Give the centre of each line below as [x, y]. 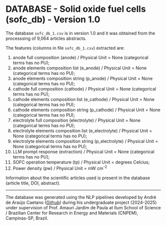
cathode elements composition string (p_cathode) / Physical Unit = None [86, 110]
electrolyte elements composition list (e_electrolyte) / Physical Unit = [82, 130]
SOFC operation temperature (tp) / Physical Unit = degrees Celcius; [81, 162]
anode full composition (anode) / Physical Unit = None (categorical [81, 57]
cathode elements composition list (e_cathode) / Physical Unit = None [83, 99]
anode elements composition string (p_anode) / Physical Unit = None [83, 78]
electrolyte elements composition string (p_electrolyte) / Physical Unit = [85, 141]
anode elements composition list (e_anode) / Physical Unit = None [80, 68]
